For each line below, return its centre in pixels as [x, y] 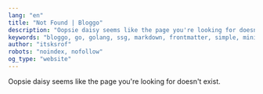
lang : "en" [26, 15]
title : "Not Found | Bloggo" [56, 23]
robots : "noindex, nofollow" [56, 52]
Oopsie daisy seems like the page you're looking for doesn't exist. [114, 81]
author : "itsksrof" [40, 45]
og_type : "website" [40, 60]
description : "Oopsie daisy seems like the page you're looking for [122, 30]
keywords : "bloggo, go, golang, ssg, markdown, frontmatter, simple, [124, 37]
